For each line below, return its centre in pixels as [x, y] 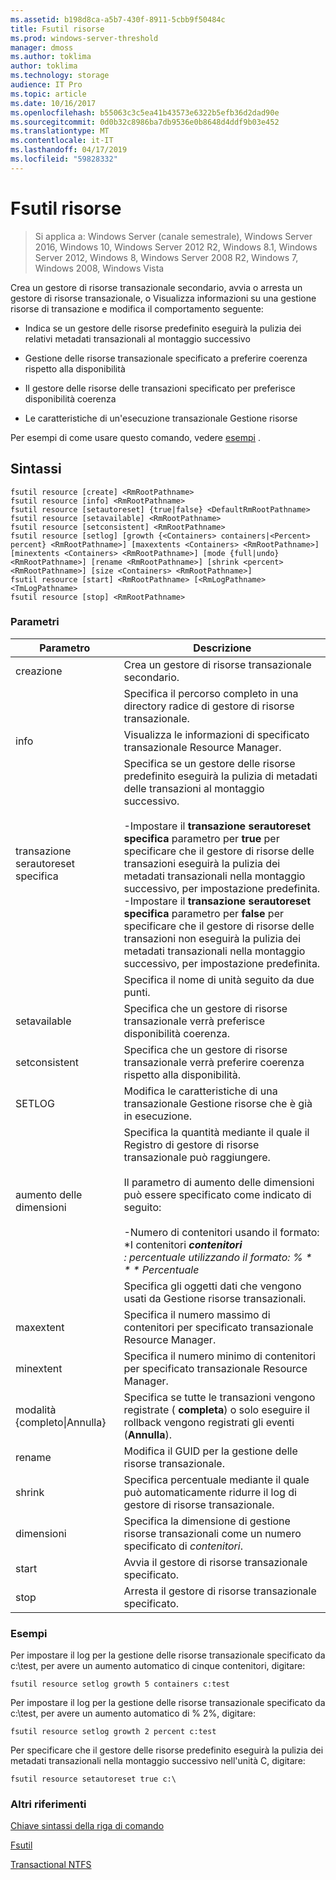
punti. [137, 992]
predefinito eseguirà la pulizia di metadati [220, 776]
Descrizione [222, 648]
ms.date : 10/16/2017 [53, 103]
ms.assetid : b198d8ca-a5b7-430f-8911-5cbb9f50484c [118, 19]
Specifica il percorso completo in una [211, 693]
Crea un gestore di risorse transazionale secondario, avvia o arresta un [156, 287]
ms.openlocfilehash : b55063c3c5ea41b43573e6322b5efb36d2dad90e [145, 112]
